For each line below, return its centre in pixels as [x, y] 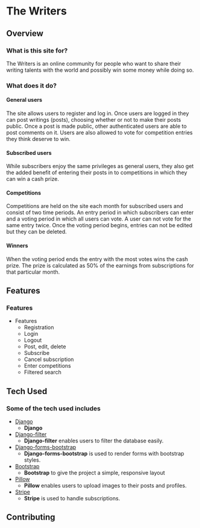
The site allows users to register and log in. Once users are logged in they [98, 113]
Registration [39, 327]
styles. [32, 460]
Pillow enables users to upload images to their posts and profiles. [105, 485]
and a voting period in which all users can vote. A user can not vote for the [99, 219]
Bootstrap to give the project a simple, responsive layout [95, 473]
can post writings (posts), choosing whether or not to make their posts [94, 120]
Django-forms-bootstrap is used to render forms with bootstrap [104, 453]
